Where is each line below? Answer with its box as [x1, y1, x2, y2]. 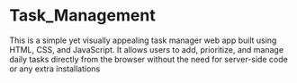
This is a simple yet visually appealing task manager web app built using [9, 35, 277, 46]
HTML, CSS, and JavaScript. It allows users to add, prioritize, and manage [9, 44, 284, 54]
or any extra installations [9, 63, 101, 74]
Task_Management [9, 5, 156, 26]
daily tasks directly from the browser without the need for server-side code [9, 54, 288, 64]
